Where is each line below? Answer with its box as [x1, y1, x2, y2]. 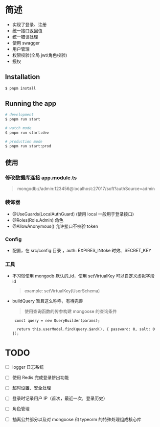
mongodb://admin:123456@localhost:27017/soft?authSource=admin [17, 186, 155, 191]
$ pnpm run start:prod [5, 143, 51, 148]
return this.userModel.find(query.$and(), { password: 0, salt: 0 [17, 327, 155, 332]
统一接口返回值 [12, 27, 43, 33]
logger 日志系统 [12, 364, 44, 370]
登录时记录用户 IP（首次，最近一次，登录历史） [12, 395, 108, 402]
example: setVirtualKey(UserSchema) [24, 288, 100, 294]
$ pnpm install [5, 86, 36, 91]
